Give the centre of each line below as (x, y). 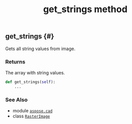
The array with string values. (35, 72)
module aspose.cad (32, 110)
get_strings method (85, 9)
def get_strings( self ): (30, 82)
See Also (16, 100)
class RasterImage (31, 116)
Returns (15, 62)
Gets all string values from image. (40, 49)
